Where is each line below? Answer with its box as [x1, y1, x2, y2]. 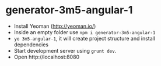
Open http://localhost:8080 [13, 53, 80, 60]
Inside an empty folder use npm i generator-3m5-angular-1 [13, 28, 156, 35]
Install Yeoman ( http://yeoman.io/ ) [13, 23, 96, 30]
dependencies [13, 41, 49, 48]
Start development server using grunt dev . [13, 47, 117, 54]
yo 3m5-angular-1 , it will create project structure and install [13, 35, 156, 42]
